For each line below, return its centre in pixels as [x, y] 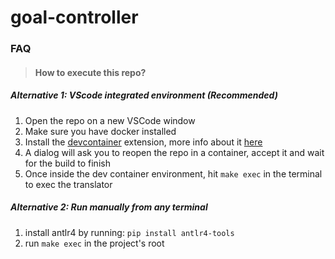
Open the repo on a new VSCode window [110, 120]
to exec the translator [68, 184]
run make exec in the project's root [94, 243]
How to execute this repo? [90, 72]
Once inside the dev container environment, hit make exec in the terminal [173, 173]
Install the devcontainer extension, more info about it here [143, 142]
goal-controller [74, 17]
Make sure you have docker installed [100, 131]
